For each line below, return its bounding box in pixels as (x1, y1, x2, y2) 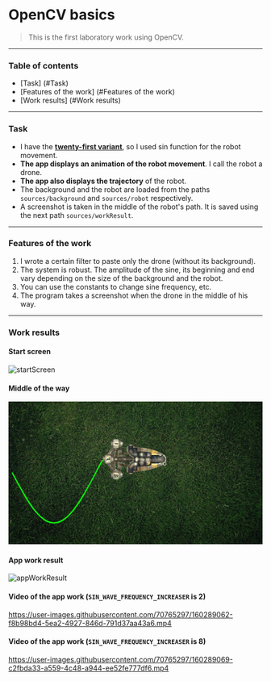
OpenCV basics (8, 6, 115, 24)
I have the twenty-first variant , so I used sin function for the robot (19, 141, 241, 151)
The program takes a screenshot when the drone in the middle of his (19, 290, 248, 300)
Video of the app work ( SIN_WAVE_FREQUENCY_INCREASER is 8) (8, 637, 206, 646)
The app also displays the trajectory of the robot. (19, 176, 187, 186)
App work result (8, 555, 64, 565)
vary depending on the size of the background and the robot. (19, 273, 223, 283)
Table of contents (8, 60, 79, 71)
